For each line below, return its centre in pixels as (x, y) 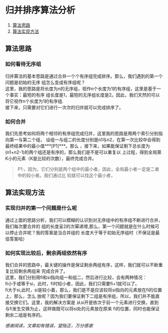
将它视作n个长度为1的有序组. (34, 101)
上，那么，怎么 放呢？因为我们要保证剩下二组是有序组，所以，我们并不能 (80, 296)
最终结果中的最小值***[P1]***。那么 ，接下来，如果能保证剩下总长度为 (77, 146)
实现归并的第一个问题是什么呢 (41, 208)
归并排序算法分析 (40, 10)
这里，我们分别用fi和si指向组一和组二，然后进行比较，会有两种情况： (76, 277)
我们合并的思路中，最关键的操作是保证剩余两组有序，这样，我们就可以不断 (82, 265)
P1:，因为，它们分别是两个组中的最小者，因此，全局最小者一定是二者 (88, 169)
